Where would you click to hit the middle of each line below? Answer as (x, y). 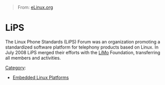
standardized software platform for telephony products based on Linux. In (82, 47)
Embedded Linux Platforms (41, 77)
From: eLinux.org (35, 7)
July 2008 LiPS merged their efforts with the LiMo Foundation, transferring (83, 52)
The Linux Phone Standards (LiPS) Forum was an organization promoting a (83, 41)
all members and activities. (33, 58)
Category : (16, 67)
